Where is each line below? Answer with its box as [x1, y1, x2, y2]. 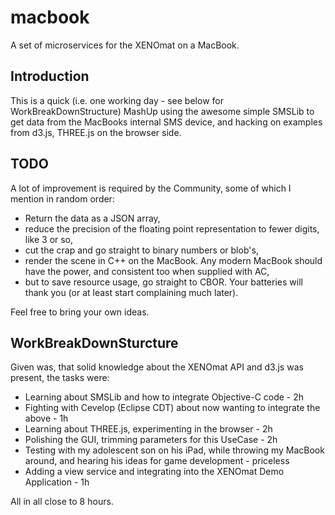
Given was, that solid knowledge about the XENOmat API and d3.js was [10, 361, 304, 373]
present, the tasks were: [10, 372, 110, 384]
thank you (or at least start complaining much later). [24, 286, 239, 298]
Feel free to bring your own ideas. [10, 306, 150, 318]
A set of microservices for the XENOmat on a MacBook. [10, 39, 240, 51]
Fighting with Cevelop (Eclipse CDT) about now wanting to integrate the [24, 402, 321, 414]
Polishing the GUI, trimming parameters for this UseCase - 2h [24, 434, 278, 446]
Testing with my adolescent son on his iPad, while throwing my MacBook [24, 444, 325, 456]
